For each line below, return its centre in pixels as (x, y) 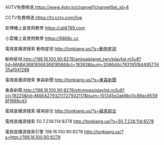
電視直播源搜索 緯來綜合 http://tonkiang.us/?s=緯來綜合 (61, 111)
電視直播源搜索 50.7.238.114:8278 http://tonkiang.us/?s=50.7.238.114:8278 (80, 121)
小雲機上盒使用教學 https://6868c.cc (42, 38)
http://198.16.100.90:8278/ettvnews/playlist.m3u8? (74, 90)
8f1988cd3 (16, 101)
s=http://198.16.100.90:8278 (33, 137)
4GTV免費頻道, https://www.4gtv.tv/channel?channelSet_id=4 (67, 7)
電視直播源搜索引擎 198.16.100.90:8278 (44, 132)
